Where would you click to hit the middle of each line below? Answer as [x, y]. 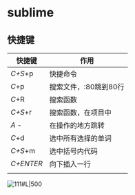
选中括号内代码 [74, 151]
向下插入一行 [70, 164]
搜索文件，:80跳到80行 [87, 87]
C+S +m [23, 151]
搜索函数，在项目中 [81, 113]
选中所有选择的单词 [81, 138]
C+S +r [21, 112]
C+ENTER [27, 164]
